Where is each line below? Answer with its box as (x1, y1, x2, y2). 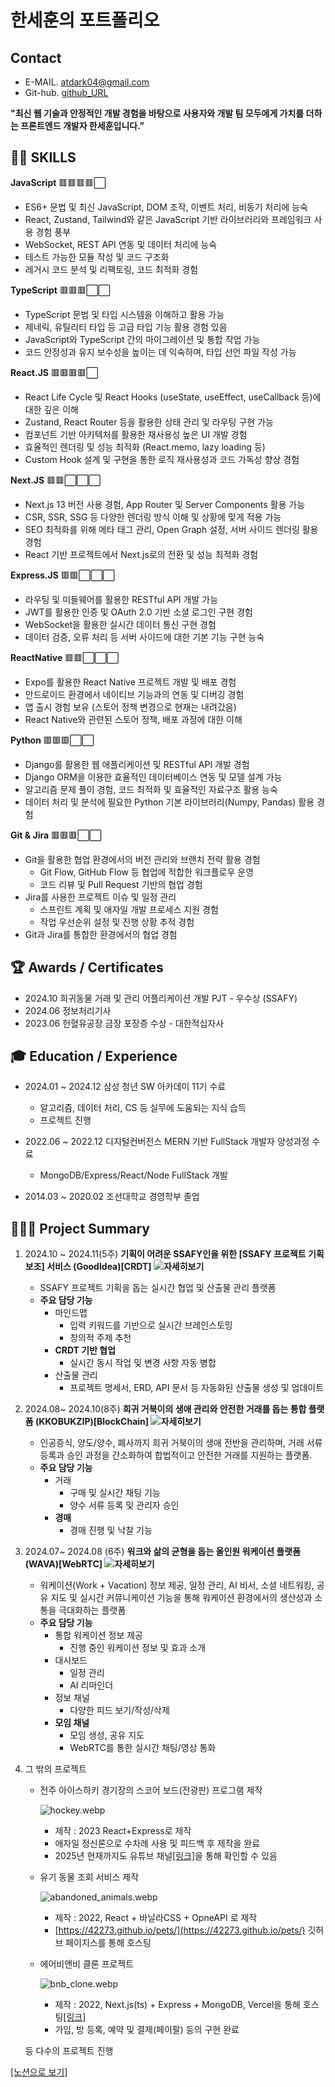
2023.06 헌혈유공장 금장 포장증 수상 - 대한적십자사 (24, 1017, 225, 1029)
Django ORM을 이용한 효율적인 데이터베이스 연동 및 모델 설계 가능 (24, 771, 283, 783)
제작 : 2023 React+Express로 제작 (54, 1825, 192, 1837)
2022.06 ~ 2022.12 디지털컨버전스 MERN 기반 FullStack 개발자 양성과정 (24, 1136, 310, 1148)
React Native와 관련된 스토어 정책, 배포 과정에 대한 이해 (24, 713, 243, 725)
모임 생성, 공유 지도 (69, 1729, 145, 1741)
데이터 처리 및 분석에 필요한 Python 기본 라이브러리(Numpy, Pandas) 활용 (24, 796, 315, 808)
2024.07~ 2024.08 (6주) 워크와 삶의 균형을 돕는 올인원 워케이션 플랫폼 (24, 1546, 302, 1558)
